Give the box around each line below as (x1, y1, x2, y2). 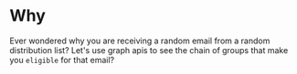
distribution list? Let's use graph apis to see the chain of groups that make (9, 44, 289, 55)
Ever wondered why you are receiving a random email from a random (9, 35, 270, 46)
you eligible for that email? (9, 54, 115, 65)
